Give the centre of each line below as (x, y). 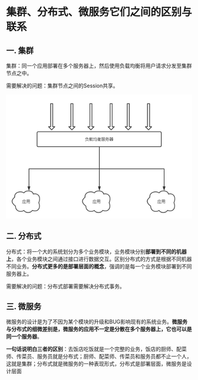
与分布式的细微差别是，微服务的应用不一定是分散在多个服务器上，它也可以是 (99, 329)
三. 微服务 (24, 307)
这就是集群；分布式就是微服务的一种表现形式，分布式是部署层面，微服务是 (96, 364)
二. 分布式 (24, 236)
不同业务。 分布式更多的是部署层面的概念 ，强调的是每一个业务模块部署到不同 (99, 266)
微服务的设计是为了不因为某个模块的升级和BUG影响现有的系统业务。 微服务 (97, 322)
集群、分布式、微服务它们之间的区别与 (99, 12)
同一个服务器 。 (24, 336)
